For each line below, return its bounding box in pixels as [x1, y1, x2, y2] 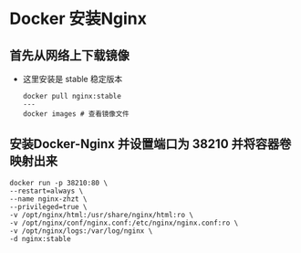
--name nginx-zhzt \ [9, 194, 88, 204]
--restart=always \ [9, 186, 84, 195]
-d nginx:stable [9, 234, 71, 243]
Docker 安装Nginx [9, 8, 148, 29]
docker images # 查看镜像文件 [22, 110, 130, 119]
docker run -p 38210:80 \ [9, 178, 108, 187]
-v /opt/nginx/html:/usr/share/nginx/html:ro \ [9, 210, 194, 219]
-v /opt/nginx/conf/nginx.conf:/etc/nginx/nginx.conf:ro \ [9, 218, 239, 227]
